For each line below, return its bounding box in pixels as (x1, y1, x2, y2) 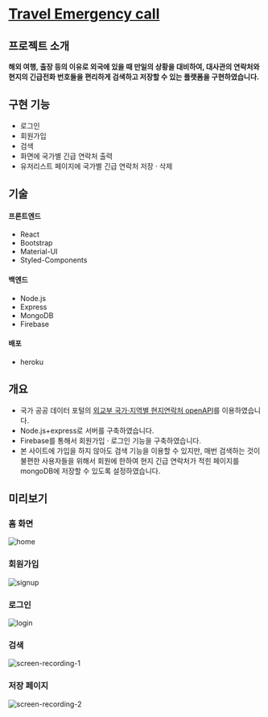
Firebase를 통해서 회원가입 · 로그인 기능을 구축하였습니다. (19, 435, 201, 445)
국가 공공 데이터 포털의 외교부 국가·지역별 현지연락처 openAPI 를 (19, 405, 221, 415)
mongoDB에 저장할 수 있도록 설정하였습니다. (19, 466, 161, 476)
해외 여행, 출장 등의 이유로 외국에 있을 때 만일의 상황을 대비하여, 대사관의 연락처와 (8, 62, 260, 71)
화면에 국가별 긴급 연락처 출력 (19, 151, 113, 161)
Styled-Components (19, 255, 88, 265)
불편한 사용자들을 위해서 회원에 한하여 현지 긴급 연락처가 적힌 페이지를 (19, 455, 240, 465)
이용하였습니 (221, 405, 262, 415)
